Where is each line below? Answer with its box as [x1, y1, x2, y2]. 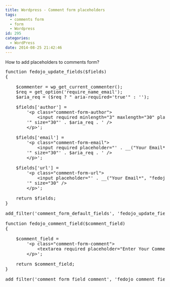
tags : [5, 12, 17, 17]
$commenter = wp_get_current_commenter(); [16, 84, 123, 90]
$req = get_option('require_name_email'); [16, 89, 123, 95]
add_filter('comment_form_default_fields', [5, 211, 115, 216]
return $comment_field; [16, 261, 75, 267]
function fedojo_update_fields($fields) [5, 69, 107, 74]
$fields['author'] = [16, 104, 67, 110]
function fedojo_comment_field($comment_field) [5, 221, 125, 226]
